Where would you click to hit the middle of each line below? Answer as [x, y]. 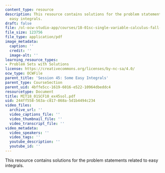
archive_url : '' [26, 110]
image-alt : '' [24, 55]
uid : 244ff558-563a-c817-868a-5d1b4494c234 [50, 101]
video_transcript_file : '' [37, 124]
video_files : [18, 105]
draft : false [18, 23]
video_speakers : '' [29, 133]
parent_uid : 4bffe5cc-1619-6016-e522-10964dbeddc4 [58, 87]
